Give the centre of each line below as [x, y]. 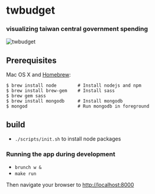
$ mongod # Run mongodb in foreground [78, 106]
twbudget [30, 10]
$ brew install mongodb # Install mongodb [64, 101]
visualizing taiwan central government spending [77, 29]
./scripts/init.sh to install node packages [68, 139]
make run [25, 174]
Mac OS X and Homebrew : [38, 75]
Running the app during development [61, 154]
